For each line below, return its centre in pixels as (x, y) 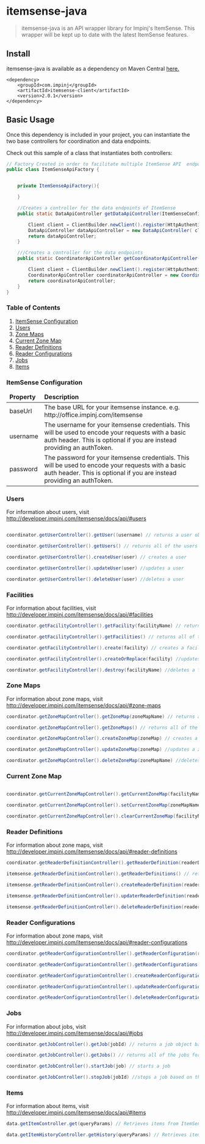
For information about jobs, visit (46, 1026)
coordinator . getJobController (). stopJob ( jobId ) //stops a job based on (99, 1077)
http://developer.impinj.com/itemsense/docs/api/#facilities (80, 614)
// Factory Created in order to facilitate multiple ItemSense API (94, 164)
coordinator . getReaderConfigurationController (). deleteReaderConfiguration (105, 997)
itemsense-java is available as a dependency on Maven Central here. (93, 68)
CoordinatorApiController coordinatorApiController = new (103, 275)
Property (23, 397)
